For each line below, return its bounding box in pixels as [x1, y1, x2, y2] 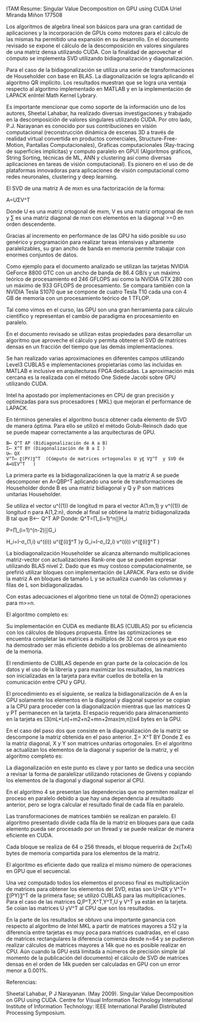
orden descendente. [6, 221, 56, 228]
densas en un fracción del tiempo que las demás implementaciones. [6, 343, 174, 350]
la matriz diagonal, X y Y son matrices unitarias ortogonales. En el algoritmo [6, 740, 192, 746]
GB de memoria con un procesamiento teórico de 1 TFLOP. [6, 295, 150, 301]
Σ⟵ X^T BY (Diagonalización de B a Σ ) [6, 445, 106, 451]
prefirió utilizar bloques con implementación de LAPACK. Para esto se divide [6, 569, 194, 576]
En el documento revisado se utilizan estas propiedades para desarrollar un [6, 331, 192, 337]
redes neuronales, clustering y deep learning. [6, 173, 118, 180]
